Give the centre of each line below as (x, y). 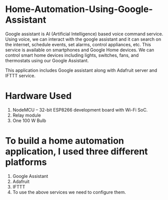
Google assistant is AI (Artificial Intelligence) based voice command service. (84, 34)
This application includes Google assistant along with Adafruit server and (81, 70)
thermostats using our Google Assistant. (47, 60)
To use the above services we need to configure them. (69, 192)
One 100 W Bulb (29, 120)
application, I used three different (76, 152)
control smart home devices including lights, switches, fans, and (72, 55)
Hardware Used (39, 96)
